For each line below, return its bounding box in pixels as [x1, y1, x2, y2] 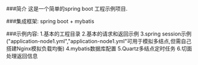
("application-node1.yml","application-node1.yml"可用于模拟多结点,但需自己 [6, 38, 192, 44]
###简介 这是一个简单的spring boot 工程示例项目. [6, 5, 128, 12]
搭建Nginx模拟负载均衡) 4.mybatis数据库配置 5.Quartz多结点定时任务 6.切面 [6, 45, 193, 52]
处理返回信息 [6, 53, 38, 59]
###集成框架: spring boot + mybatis [6, 18, 95, 25]
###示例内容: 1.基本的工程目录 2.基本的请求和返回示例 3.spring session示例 [6, 30, 192, 37]
